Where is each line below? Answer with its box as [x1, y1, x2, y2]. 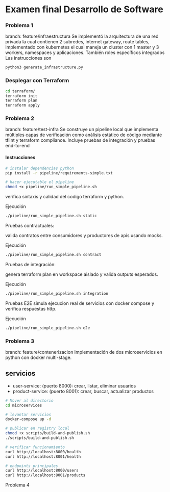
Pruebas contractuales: [5, 223, 55, 229]
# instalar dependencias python [5, 166, 74, 171]
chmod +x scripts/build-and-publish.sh [5, 431, 90, 436]
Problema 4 [5, 482, 30, 488]
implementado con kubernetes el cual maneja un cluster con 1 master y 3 [5, 44, 159, 50]
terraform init [5, 93, 38, 98]
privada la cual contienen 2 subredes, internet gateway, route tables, [5, 39, 150, 45]
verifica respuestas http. [5, 305, 57, 312]
